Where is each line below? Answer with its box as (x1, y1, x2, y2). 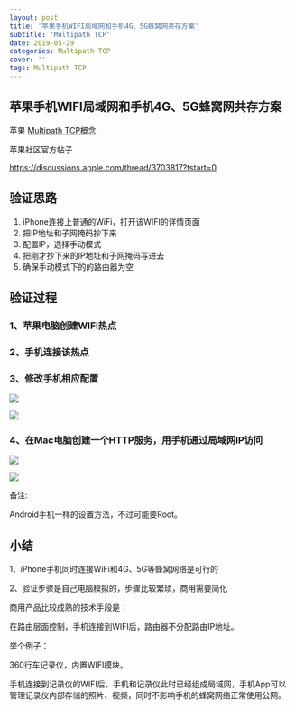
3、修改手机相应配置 (9, 372, 99, 384)
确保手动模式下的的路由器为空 (22, 261, 134, 272)
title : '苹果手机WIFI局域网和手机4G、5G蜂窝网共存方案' (9, 22, 199, 31)
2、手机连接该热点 (9, 345, 90, 358)
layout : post (9, 13, 59, 23)
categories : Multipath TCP (9, 47, 111, 56)
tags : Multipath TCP (9, 64, 88, 73)
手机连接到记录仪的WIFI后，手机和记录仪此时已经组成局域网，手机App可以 (9, 678, 287, 690)
